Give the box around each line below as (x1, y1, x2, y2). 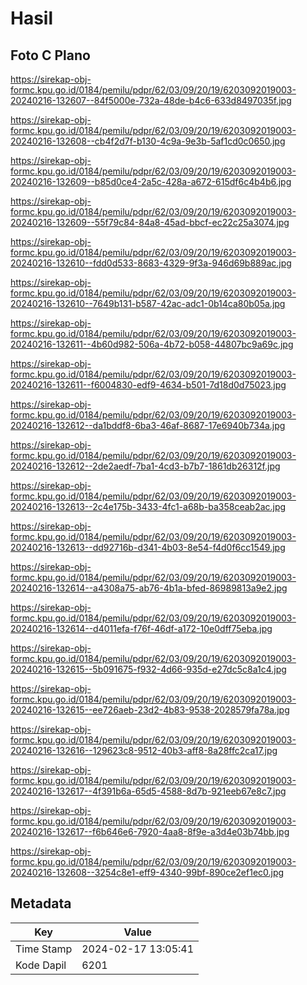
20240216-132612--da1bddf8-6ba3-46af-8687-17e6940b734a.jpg (10, 420, 286, 431)
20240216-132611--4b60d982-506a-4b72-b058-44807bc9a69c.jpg (10, 338, 294, 350)
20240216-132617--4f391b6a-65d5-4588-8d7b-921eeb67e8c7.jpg (10, 785, 287, 797)
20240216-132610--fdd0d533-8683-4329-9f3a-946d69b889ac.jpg (10, 257, 292, 269)
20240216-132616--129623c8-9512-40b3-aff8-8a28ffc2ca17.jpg (10, 745, 278, 756)
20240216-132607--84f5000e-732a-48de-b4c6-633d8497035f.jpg (10, 95, 292, 106)
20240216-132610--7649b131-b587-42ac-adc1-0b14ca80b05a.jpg (10, 298, 286, 309)
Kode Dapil (15, 958, 67, 972)
